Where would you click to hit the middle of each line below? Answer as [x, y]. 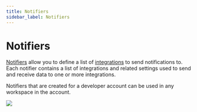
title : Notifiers [27, 11]
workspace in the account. [38, 92]
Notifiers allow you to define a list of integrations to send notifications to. [94, 62]
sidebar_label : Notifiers [38, 17]
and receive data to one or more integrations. [61, 74]
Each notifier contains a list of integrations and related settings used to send [99, 69]
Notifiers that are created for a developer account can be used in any [90, 86]
